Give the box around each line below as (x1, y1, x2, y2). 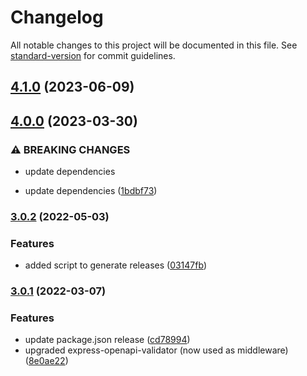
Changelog (10, 6, 104, 29)
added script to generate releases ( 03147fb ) (24, 259, 207, 271)
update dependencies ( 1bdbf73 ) (24, 185, 158, 197)
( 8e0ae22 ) (24, 355, 69, 367)
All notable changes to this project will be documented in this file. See (10, 39, 298, 51)
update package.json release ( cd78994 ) (24, 334, 191, 346)
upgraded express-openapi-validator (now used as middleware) (24, 344, 289, 356)
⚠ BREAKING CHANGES (10, 142, 131, 156)
